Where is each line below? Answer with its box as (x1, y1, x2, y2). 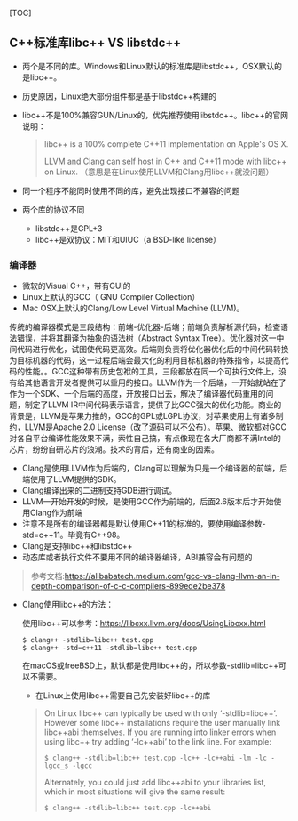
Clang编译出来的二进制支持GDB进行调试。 (21, 485, 177, 496)
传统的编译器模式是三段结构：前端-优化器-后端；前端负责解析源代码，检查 (9, 322, 281, 333)
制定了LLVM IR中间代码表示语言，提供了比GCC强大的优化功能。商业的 (24, 399, 282, 410)
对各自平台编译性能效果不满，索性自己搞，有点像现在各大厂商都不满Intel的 (9, 433, 282, 444)
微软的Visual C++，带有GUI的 (21, 280, 131, 292)
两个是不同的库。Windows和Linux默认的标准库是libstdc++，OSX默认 (21, 60, 275, 71)
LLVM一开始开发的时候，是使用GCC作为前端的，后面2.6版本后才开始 (21, 496, 274, 507)
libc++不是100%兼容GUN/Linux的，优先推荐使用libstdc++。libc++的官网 (21, 109, 288, 120)
